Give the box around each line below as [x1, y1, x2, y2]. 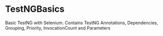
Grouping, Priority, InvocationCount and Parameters [5, 25, 111, 31]
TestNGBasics [5, 3, 65, 15]
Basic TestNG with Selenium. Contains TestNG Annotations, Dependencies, [5, 20, 159, 26]
